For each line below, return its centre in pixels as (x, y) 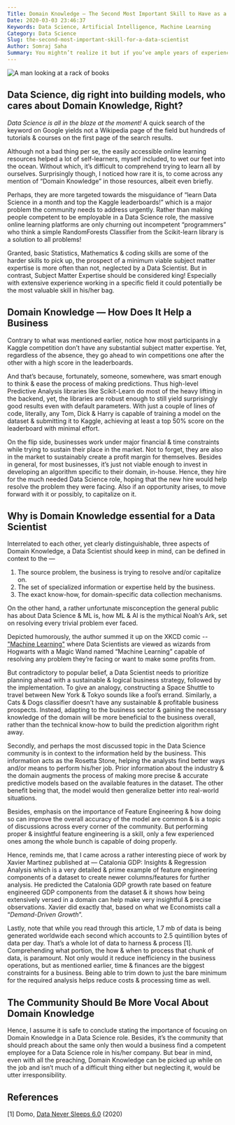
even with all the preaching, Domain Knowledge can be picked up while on (115, 1060)
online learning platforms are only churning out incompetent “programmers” (117, 224)
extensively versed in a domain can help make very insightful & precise (109, 900)
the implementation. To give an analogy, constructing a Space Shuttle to (111, 687)
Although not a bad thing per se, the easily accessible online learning (107, 151)
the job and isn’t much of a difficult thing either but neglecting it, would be (114, 1067)
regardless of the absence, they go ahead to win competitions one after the (116, 355)
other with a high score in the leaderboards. (70, 363)
